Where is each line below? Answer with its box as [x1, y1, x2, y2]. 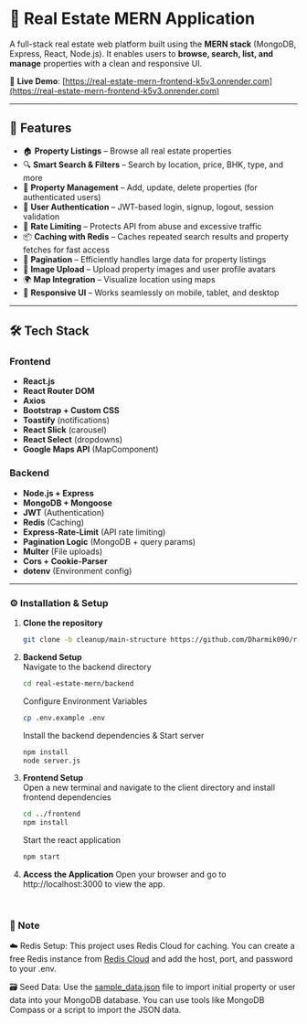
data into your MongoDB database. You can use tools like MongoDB [9, 995, 265, 1006]
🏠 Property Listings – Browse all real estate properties [22, 145, 232, 156]
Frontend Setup [22, 773, 84, 784]
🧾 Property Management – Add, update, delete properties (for [22, 182, 258, 193]
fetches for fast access [22, 244, 110, 255]
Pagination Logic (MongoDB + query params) [22, 536, 196, 547]
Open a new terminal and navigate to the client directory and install [22, 782, 276, 794]
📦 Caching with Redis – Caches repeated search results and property [22, 230, 290, 241]
